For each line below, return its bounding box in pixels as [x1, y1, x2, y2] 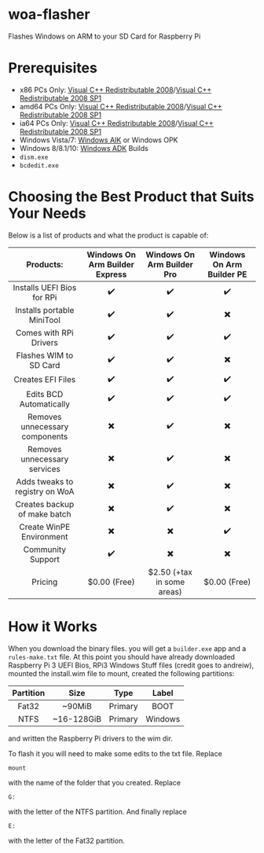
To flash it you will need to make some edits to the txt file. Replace [8, 748, 222, 758]
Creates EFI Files [13, 374, 76, 385]
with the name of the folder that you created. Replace [8, 778, 181, 787]
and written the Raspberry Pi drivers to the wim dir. [8, 734, 173, 743]
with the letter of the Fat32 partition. [8, 836, 126, 845]
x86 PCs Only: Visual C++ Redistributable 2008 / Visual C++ [19, 85, 212, 94]
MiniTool [28, 314, 60, 325]
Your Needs [8, 204, 86, 222]
